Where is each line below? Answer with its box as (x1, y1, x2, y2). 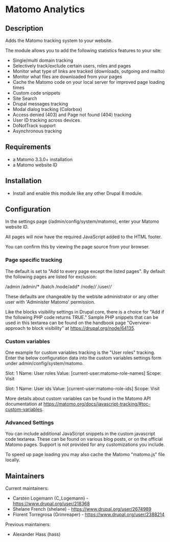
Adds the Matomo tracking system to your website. (5, 37, 113, 43)
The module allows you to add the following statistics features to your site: (5, 48, 162, 53)
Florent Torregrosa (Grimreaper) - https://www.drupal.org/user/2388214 (12, 511, 165, 517)
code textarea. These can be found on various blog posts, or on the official (5, 436, 163, 442)
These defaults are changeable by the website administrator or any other (5, 293, 159, 300)
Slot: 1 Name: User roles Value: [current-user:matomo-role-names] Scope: (5, 370, 162, 376)
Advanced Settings (5, 419, 54, 426)
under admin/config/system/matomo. (5, 360, 84, 367)
